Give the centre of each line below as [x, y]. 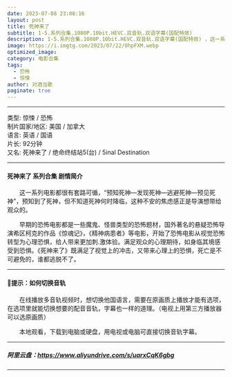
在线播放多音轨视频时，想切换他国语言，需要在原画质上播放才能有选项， [122, 300]
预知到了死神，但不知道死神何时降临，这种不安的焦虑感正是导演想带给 [122, 201]
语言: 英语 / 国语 [30, 135]
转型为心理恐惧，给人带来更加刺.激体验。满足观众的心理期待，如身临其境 [111, 242]
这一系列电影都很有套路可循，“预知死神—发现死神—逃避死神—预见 [114, 193]
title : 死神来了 [28, 26]
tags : [15, 65]
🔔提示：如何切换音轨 [37, 283]
